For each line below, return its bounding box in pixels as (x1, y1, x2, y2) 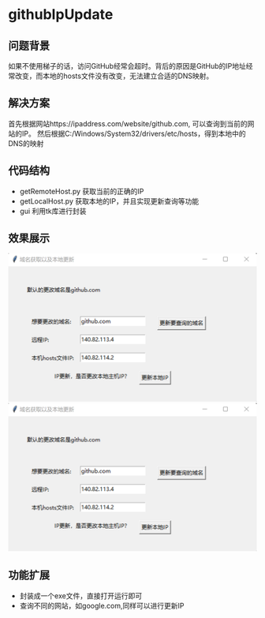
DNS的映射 (8, 138, 44, 148)
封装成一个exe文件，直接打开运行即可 (19, 590, 143, 601)
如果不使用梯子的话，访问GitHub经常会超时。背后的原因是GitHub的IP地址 (8, 62, 247, 70)
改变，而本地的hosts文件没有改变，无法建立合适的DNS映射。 (14, 71, 214, 81)
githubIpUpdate (8, 6, 114, 24)
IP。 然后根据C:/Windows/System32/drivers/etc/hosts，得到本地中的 (21, 129, 246, 138)
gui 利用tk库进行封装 (19, 206, 87, 215)
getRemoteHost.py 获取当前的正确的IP (19, 186, 144, 196)
